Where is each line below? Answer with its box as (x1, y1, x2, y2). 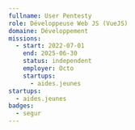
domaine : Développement (8, 27, 89, 35)
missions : (8, 34, 42, 43)
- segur (15, 110, 42, 118)
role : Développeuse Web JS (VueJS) (8, 19, 129, 27)
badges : (8, 102, 35, 110)
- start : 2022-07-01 (15, 42, 85, 50)
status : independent (23, 57, 92, 65)
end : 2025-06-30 (23, 49, 78, 57)
